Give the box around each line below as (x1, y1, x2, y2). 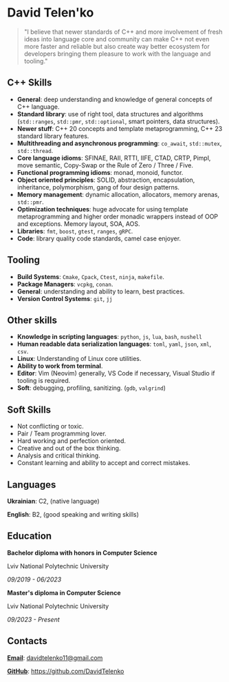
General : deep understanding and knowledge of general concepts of (17, 95, 212, 103)
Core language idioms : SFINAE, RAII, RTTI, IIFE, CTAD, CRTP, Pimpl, (17, 154, 211, 162)
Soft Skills (7, 404, 52, 415)
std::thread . (17, 146, 54, 154)
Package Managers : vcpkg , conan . (17, 280, 113, 288)
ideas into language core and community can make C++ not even (23, 34, 210, 43)
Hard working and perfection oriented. (17, 437, 126, 445)
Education (7, 530, 52, 542)
